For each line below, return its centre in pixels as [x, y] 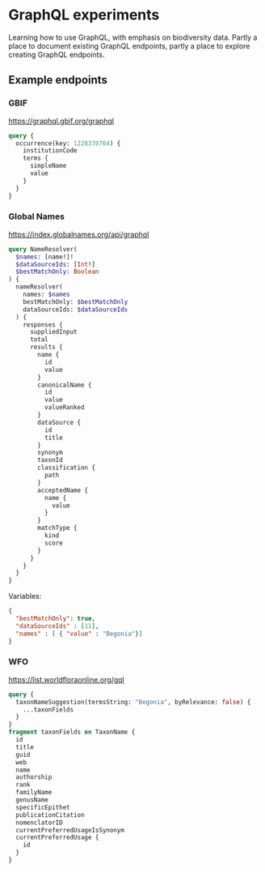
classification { [66, 468]
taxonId [50, 460]
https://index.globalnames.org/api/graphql [79, 234]
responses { [43, 325]
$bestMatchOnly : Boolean [57, 272]
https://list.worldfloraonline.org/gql [66, 679]
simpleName [48, 166]
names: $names [46, 295]
